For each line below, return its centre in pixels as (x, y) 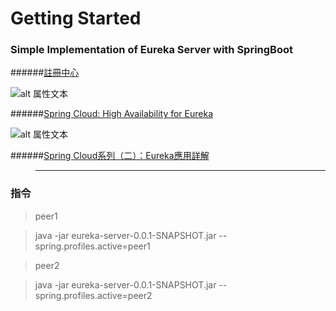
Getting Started (76, 18)
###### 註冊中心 (45, 73)
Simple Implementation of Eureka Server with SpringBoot (151, 50)
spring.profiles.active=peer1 (92, 246)
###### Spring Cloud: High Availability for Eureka (112, 114)
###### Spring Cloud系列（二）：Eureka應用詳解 (110, 156)
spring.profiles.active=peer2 (93, 295)
